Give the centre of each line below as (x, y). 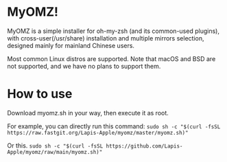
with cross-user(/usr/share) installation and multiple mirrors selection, (106, 38)
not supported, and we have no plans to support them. (84, 66)
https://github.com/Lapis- (144, 146)
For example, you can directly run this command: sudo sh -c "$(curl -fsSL (114, 126)
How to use (40, 94)
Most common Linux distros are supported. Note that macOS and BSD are (111, 58)
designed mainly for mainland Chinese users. (71, 45)
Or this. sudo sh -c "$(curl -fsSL (55, 146)
